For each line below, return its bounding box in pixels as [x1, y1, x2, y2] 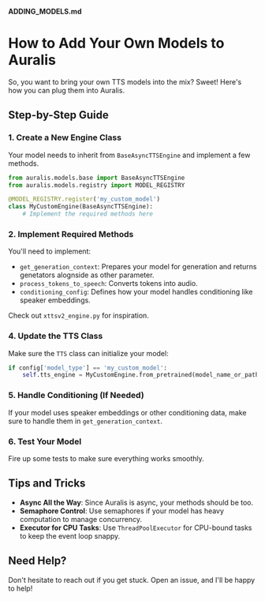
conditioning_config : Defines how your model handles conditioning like [19, 287, 254, 297]
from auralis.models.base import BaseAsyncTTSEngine [8, 174, 185, 182]
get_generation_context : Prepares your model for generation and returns [19, 262, 257, 272]
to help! [8, 584, 33, 593]
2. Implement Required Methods [8, 228, 134, 239]
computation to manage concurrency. [19, 514, 143, 524]
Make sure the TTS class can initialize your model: [8, 348, 169, 358]
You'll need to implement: [8, 246, 91, 256]
